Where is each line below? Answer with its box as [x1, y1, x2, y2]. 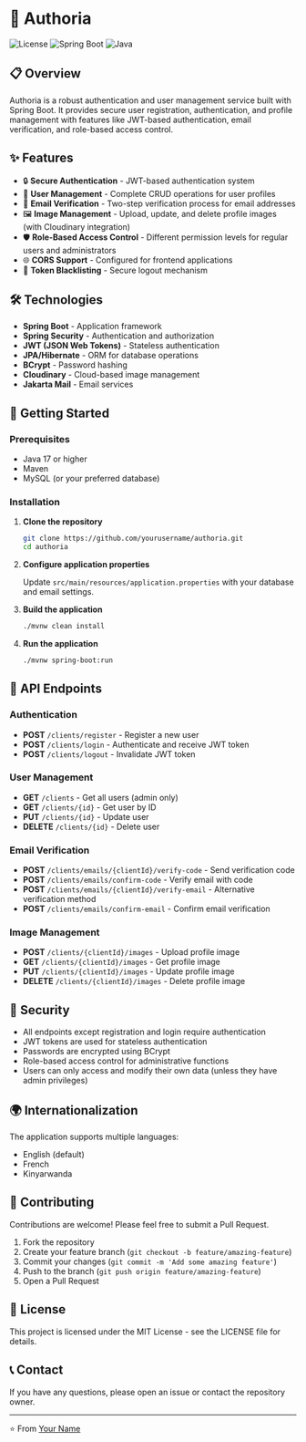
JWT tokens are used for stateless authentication [22, 1036, 208, 1047]
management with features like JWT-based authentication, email [9, 114, 252, 125]
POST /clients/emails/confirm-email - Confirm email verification [22, 903, 270, 915]
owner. [9, 1395, 36, 1407]
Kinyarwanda [22, 1168, 73, 1179]
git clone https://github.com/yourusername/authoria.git [22, 534, 244, 544]
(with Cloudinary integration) [22, 221, 130, 232]
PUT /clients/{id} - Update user [22, 811, 149, 822]
